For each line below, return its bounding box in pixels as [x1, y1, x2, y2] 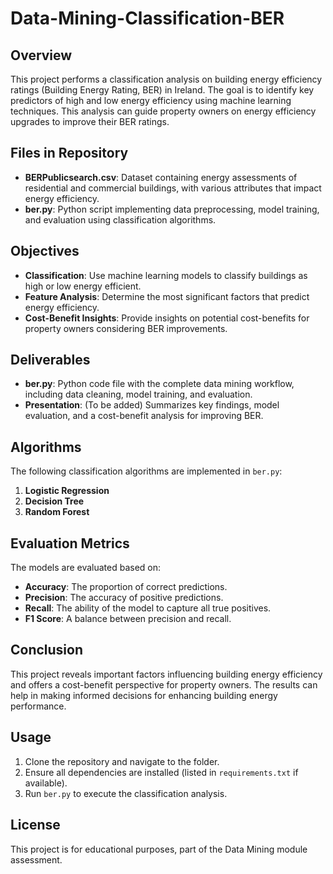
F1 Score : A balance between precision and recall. [24, 613, 232, 625]
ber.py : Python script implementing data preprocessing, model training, [24, 203, 320, 215]
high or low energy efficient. [24, 280, 142, 292]
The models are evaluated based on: [10, 562, 162, 574]
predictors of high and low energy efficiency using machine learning [10, 95, 292, 106]
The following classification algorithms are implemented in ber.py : [10, 465, 283, 477]
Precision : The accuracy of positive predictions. [24, 592, 224, 604]
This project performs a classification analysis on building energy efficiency [10, 73, 323, 85]
